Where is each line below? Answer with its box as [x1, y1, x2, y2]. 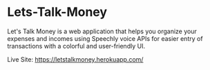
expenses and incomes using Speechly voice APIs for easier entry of [7, 34, 203, 42]
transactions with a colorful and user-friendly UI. [7, 42, 146, 50]
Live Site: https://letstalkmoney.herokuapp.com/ [7, 55, 144, 63]
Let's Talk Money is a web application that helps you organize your [7, 27, 197, 35]
